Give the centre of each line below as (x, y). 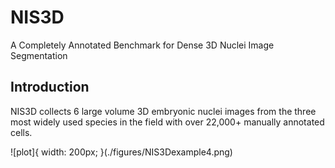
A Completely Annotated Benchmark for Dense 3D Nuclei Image (142, 45)
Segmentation (39, 55)
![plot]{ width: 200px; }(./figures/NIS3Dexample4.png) (121, 152)
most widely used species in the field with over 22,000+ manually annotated (167, 122)
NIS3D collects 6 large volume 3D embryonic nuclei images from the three (163, 111)
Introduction (50, 87)
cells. (21, 132)
